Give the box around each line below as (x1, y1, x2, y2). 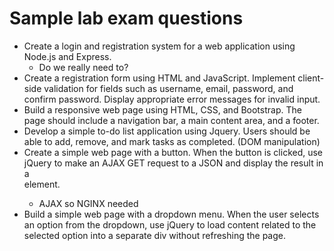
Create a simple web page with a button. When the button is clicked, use (23, 146, 324, 158)
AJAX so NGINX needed (38, 197, 139, 209)
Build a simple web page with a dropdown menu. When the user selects (23, 208, 320, 220)
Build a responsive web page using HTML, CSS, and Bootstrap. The (23, 103, 302, 116)
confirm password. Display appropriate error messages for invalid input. (23, 93, 321, 105)
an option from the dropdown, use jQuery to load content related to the (23, 218, 317, 231)
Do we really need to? (38, 61, 129, 73)
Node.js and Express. (23, 50, 112, 62)
